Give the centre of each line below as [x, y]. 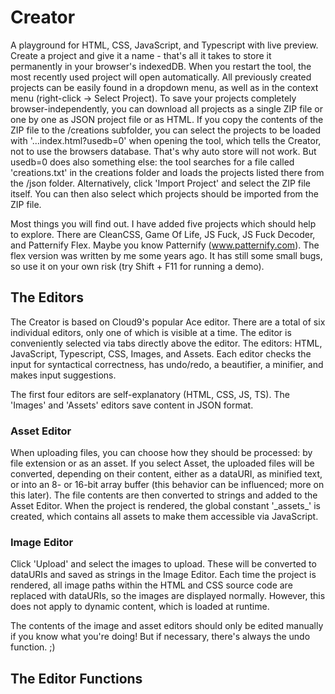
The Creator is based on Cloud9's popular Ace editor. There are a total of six [168, 322]
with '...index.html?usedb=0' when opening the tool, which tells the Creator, [166, 140]
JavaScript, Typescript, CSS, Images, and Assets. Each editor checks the [161, 353]
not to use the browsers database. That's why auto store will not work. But [163, 151]
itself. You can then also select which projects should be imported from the [164, 193]
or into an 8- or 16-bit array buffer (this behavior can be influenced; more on [167, 485]
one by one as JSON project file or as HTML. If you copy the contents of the [167, 119]
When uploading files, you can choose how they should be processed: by [161, 453]
